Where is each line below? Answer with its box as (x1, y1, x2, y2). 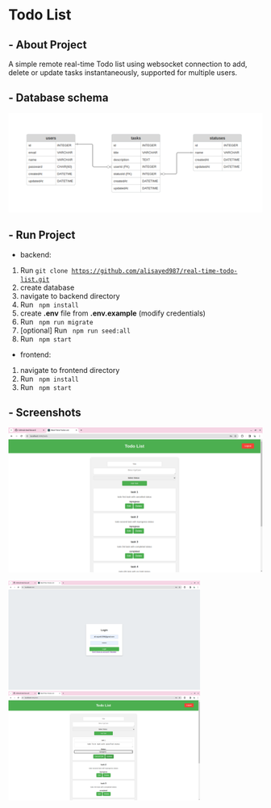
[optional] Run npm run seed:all (19, 325, 131, 335)
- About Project (8, 38, 87, 52)
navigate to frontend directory (19, 365, 120, 375)
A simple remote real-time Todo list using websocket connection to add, (8, 59, 248, 69)
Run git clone (19, 265, 69, 275)
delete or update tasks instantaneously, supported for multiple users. (8, 68, 238, 77)
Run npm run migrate (19, 316, 94, 326)
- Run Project (8, 228, 76, 242)
